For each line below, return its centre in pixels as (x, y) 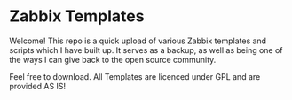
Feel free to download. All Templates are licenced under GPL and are (135, 76)
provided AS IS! (38, 86)
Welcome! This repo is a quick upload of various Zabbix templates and (138, 41)
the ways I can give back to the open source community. (113, 59)
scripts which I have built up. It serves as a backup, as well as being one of (146, 50)
